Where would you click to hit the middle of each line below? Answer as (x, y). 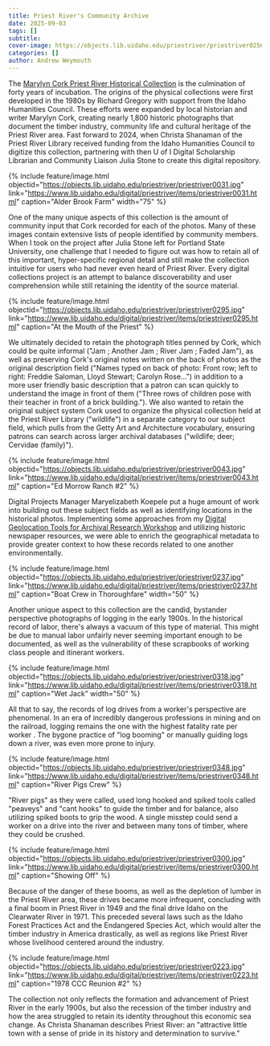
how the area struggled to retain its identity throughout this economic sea (130, 1016)
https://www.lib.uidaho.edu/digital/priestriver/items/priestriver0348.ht (143, 776)
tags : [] (23, 31)
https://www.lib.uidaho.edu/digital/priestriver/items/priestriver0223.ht (143, 974)
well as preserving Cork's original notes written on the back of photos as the (135, 359)
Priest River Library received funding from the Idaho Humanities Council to (132, 143)
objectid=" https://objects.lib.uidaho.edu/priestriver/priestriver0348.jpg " (127, 767)
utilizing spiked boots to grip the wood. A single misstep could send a (123, 817)
